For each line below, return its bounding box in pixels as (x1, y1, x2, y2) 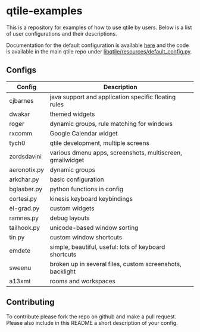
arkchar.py (9, 175, 40, 184)
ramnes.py (9, 214, 39, 222)
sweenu (9, 263, 32, 271)
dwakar (9, 110, 30, 118)
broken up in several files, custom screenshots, (49, 260, 182, 268)
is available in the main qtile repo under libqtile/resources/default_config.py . (6, 48, 192, 55)
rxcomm (9, 129, 33, 137)
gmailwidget (49, 156, 85, 164)
